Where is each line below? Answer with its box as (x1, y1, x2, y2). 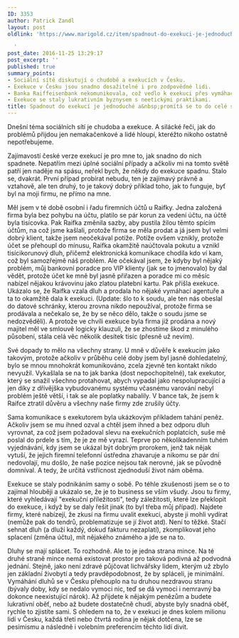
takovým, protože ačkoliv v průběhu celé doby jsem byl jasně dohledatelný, (7, 354, 228, 362)
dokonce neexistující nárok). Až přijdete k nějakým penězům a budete (7, 592, 212, 600)
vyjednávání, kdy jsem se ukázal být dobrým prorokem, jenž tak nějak (7, 443, 212, 452)
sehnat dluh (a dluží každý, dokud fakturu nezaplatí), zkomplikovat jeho (7, 525, 216, 534)
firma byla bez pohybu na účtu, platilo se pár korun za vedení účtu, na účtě (7, 211, 227, 219)
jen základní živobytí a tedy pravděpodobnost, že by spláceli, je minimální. (7, 569, 225, 578)
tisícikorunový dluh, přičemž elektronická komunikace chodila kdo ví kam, (7, 249, 223, 257)
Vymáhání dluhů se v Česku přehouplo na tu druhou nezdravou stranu (7, 577, 213, 585)
